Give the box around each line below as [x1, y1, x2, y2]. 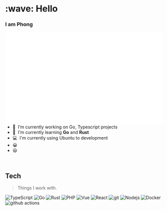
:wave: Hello [5, 3, 58, 14]
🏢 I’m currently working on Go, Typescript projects [12, 124, 118, 130]
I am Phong [5, 21, 33, 28]
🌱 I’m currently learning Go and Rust [12, 129, 89, 135]
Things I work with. [17, 185, 57, 191]
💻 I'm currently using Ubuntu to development [12, 135, 108, 141]
